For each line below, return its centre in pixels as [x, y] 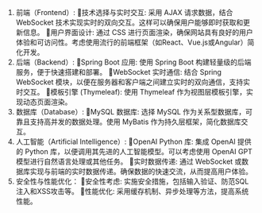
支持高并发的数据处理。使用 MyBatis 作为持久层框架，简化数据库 [135, 122]
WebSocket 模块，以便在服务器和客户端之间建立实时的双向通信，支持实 [133, 82]
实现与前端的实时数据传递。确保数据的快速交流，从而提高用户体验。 [141, 171]
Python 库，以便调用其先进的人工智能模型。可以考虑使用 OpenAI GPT [139, 151]
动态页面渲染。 [47, 102]
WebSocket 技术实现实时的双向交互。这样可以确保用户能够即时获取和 [129, 22]
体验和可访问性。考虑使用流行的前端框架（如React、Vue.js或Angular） [131, 42]
